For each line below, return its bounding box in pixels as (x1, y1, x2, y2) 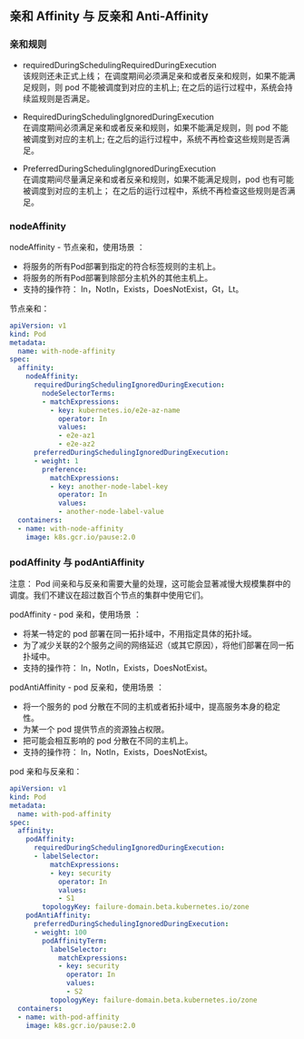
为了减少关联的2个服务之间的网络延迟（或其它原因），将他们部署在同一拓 (22, 640, 295, 651)
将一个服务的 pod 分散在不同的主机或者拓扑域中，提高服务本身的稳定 (22, 701, 281, 712)
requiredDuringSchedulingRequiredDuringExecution (22, 59, 217, 70)
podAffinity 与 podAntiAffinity (9, 556, 145, 569)
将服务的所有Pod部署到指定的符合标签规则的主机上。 (22, 260, 221, 271)
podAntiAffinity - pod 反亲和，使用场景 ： (9, 681, 165, 693)
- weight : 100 (33, 927, 88, 937)
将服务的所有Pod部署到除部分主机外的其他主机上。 (22, 272, 213, 283)
